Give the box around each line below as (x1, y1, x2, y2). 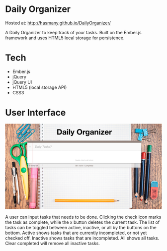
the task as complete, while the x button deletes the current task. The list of (5, 219, 160, 225)
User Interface (5, 107, 66, 119)
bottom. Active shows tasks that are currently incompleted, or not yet (5, 230, 147, 236)
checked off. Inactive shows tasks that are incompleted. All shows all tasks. (5, 235, 160, 241)
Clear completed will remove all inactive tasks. (5, 240, 100, 246)
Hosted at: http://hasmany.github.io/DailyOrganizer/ (5, 20, 111, 26)
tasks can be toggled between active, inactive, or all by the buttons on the (5, 224, 157, 230)
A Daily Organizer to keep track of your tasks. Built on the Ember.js (5, 29, 142, 35)
